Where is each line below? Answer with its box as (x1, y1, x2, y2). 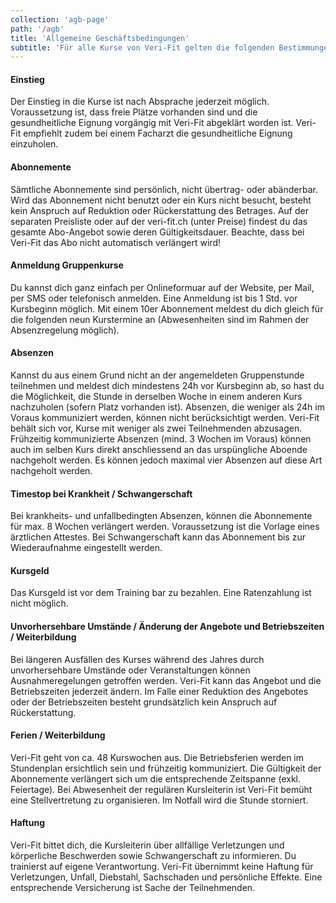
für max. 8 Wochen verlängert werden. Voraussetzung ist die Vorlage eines (10, 521, 320, 533)
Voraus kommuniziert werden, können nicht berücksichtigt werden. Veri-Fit (10, 412, 320, 424)
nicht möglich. (10, 597, 69, 610)
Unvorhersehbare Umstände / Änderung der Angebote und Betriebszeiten (10, 621, 325, 633)
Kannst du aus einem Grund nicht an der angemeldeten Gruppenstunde (10, 369, 305, 381)
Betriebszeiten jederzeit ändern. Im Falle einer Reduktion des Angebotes (10, 685, 309, 697)
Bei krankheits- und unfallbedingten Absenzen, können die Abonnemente (10, 510, 313, 522)
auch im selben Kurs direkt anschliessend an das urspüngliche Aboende (10, 444, 308, 456)
